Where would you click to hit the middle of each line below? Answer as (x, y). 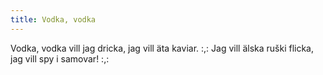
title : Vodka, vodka (53, 19)
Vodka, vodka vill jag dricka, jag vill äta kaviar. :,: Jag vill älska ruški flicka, (162, 48)
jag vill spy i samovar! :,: (60, 58)
